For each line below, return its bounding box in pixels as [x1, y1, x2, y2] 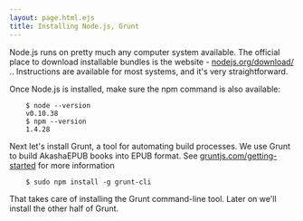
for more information [37, 159, 115, 170]
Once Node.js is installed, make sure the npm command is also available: [9, 83, 281, 94]
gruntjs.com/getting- [199, 150, 278, 161]
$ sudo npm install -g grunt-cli [25, 178, 152, 187]
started [9, 159, 36, 170]
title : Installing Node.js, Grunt [9, 22, 140, 31]
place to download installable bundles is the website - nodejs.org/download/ [9, 56, 294, 67]
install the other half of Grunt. [9, 203, 119, 214]
